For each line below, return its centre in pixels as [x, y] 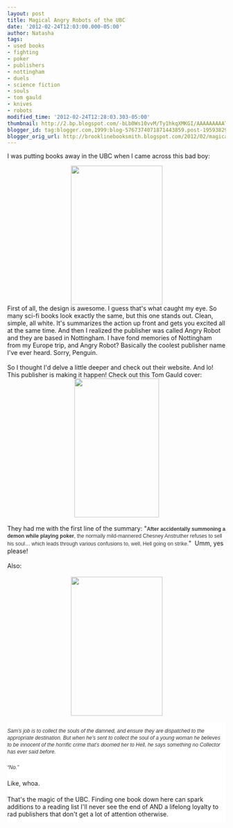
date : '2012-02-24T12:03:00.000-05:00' [65, 26]
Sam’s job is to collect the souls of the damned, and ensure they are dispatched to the [106, 731]
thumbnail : [23, 123]
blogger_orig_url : [34, 136]
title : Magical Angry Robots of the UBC [67, 20]
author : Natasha [31, 33]
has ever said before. [32, 752]
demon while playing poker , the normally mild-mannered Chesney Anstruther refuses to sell [115, 536]
